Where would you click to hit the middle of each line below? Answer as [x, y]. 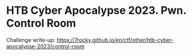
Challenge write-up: [31, 40]
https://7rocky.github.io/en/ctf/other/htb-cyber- [115, 40]
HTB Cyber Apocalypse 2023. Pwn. [96, 11]
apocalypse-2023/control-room [46, 46]
